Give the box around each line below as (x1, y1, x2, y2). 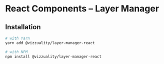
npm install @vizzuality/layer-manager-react (5, 54, 101, 59)
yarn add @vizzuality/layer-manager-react (5, 40, 95, 45)
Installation (5, 23, 41, 31)
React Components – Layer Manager (5, 3, 159, 14)
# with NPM (5, 49, 28, 55)
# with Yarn (5, 36, 30, 41)
